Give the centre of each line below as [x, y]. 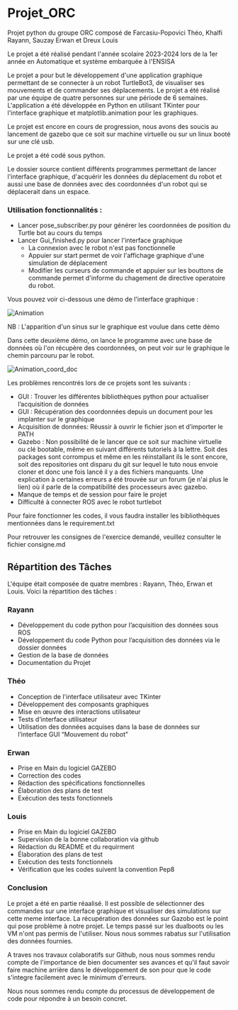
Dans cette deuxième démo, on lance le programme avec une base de [110, 341]
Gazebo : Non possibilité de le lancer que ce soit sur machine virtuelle [119, 442]
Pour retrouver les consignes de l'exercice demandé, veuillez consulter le [114, 537]
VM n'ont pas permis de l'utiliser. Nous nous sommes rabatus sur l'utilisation [119, 934]
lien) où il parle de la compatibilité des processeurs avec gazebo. [112, 487]
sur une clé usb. [31, 141]
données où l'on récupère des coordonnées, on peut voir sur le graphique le [119, 348]
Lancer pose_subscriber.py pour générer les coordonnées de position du [124, 225]
